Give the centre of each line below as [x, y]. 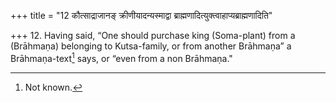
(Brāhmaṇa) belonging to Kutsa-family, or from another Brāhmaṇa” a [151, 46]
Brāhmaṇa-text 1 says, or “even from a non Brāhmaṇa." [121, 57]
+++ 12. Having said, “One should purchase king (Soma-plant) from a [153, 35]
